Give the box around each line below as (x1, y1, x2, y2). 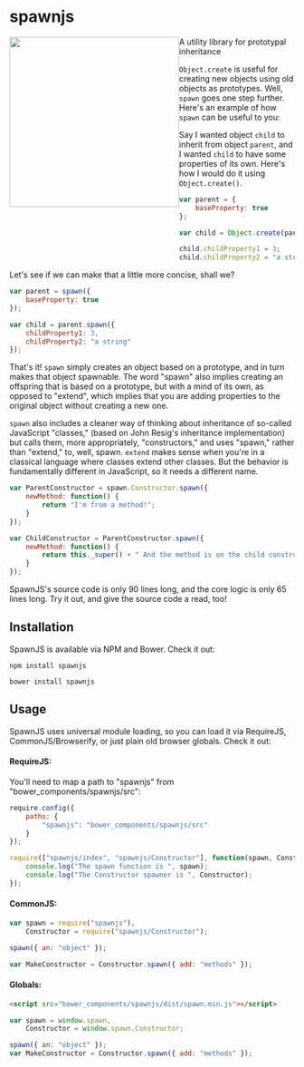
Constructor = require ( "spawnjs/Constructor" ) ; (25, 926, 208, 936)
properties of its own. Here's (179, 158, 286, 169)
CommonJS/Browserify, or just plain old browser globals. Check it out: (9, 735, 271, 746)
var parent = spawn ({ (9, 287, 91, 296)
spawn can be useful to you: (179, 112, 280, 122)
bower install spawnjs (9, 677, 95, 686)
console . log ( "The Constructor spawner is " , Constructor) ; (25, 870, 253, 880)
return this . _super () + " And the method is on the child (42, 550, 265, 559)
